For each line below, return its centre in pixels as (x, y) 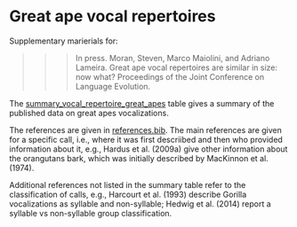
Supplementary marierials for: (64, 41)
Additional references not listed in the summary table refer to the (128, 184)
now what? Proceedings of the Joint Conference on (170, 76)
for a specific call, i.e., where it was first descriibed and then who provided (146, 139)
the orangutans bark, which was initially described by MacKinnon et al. (139, 158)
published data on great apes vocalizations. (89, 113)
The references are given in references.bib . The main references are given (146, 129)
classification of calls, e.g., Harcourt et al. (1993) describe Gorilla (128, 194)
